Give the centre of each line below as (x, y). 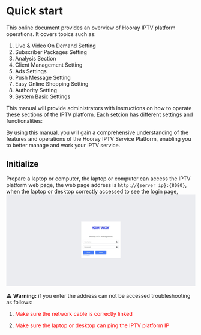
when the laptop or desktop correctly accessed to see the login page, (92, 191)
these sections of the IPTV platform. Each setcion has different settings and (100, 114)
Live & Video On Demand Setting (55, 46)
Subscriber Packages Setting (51, 52)
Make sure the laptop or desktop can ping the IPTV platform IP (92, 325)
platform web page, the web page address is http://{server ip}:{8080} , (97, 185)
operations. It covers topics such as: (51, 34)
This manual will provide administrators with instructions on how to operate (99, 108)
